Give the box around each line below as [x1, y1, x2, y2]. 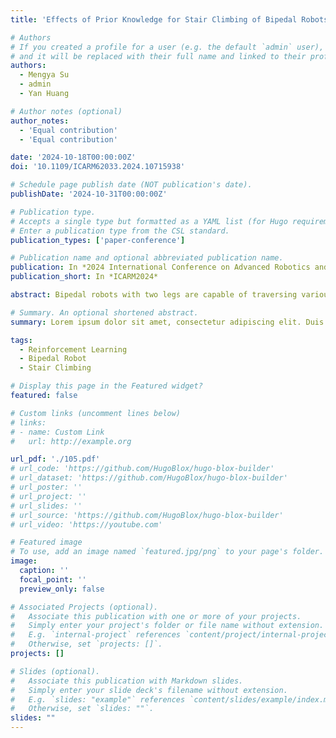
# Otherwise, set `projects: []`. [10, 639, 163, 650]
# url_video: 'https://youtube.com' [10, 519, 163, 530]
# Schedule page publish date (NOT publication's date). [10, 180, 253, 190]
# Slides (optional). [10, 666, 101, 676]
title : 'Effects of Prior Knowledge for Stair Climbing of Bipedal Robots [10, 14, 329, 25]
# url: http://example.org [10, 436, 132, 446]
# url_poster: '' [10, 482, 83, 492]
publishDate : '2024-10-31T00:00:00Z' [10, 189, 168, 199]
